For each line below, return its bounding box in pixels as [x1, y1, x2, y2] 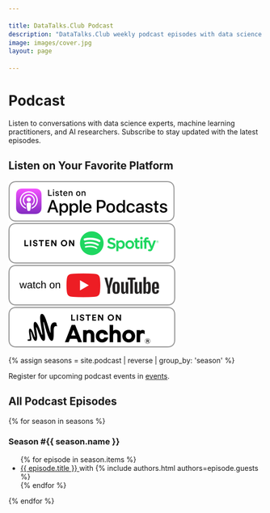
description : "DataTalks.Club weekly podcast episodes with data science [8, 30, 263, 38]
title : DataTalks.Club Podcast [8, 21, 114, 30]
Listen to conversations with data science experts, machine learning [8, 118, 236, 128]
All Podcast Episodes [8, 395, 117, 409]
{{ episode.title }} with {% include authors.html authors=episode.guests [19, 463, 259, 473]
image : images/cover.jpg [8, 39, 92, 47]
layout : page [8, 47, 53, 56]
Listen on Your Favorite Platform [8, 159, 174, 173]
